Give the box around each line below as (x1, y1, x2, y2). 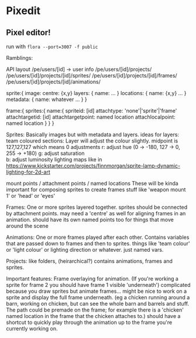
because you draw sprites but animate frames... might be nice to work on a (6, 288, 187, 295)
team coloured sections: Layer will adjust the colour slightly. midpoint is (6, 137, 178, 144)
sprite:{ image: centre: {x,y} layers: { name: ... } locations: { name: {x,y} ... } (6, 90, 187, 96)
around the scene (6, 222, 49, 229)
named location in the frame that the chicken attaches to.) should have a (6, 313, 181, 319)
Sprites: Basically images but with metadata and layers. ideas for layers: (6, 131, 180, 138)
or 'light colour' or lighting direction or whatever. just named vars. (6, 246, 164, 253)
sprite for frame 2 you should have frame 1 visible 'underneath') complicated (6, 282, 191, 288)
